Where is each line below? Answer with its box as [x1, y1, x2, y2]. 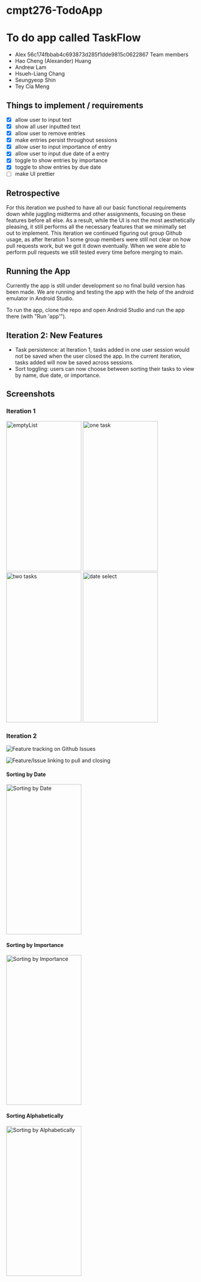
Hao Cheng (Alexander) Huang [14, 58, 92, 65]
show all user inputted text [14, 123, 81, 130]
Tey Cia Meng [14, 83, 50, 90]
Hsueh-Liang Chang [14, 70, 65, 77]
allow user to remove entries [14, 130, 86, 137]
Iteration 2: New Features [6, 330, 103, 340]
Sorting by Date [6, 771, 46, 778]
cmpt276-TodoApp [6, 4, 103, 17]
